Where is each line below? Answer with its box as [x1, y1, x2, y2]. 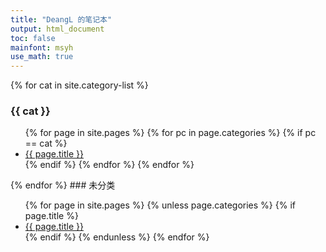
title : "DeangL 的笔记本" [10, 14, 113, 25]
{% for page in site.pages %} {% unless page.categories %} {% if [24, 199, 296, 211]
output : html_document [10, 24, 105, 34]
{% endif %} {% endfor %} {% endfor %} [24, 159, 195, 171]
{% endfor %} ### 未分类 [10, 179, 116, 191]
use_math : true [10, 52, 74, 62]
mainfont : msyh [10, 42, 74, 53]
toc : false [10, 33, 56, 43]
